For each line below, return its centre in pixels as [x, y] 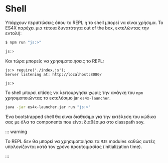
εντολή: [13, 33]
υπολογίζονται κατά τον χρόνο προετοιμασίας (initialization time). [74, 146]
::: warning [16, 131]
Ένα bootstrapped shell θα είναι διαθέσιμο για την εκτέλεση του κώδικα [81, 116]
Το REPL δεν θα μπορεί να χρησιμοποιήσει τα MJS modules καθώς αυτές [80, 141]
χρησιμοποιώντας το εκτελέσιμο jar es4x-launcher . [58, 97]
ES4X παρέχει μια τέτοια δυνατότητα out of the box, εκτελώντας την [77, 27]
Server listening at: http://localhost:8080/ [53, 74]
